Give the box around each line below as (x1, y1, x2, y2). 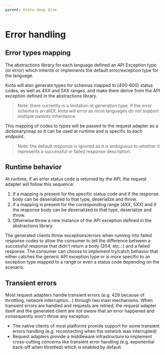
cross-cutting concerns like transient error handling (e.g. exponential (12, 339, 154, 345)
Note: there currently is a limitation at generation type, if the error (17, 102, 152, 108)
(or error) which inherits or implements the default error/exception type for (5, 67, 158, 73)
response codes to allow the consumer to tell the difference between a (5, 238, 151, 244)
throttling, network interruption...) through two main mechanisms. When (5, 298, 153, 304)
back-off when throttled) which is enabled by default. (12, 344, 122, 350)
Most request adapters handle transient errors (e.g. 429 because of (5, 292, 144, 298)
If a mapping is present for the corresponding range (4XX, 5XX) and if (12, 202, 156, 208)
